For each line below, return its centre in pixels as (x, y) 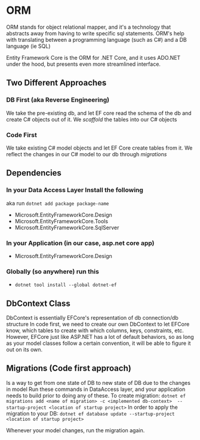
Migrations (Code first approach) (69, 368)
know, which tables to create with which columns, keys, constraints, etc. (95, 330)
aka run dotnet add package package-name (58, 203)
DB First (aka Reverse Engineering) (58, 100)
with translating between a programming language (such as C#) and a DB (96, 40)
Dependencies (34, 173)
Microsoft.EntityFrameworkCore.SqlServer (67, 227)
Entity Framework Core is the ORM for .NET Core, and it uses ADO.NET (93, 57)
